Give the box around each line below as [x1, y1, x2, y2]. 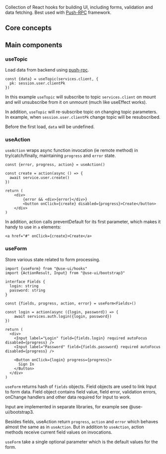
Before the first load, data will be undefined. [5, 124, 95, 130]
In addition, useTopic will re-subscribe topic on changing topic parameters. [5, 109, 158, 115]
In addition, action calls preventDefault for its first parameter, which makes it [5, 219, 161, 225]
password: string [9, 288, 46, 293]
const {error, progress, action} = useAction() [5, 162, 106, 167]
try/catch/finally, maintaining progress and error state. [5, 152, 116, 158]
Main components [5, 41, 62, 49]
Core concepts [5, 24, 52, 32]
